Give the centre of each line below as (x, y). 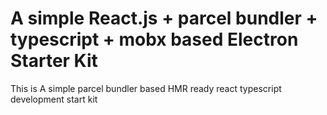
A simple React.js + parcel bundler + (164, 18)
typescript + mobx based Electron (154, 39)
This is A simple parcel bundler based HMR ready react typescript (146, 88)
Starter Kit (54, 61)
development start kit (54, 99)
